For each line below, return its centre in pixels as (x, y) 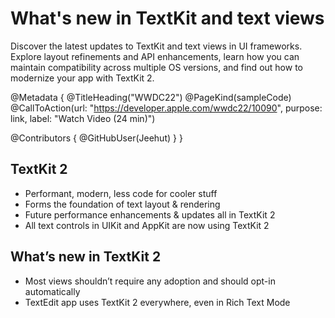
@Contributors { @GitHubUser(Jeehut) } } (96, 138)
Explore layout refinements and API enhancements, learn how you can (155, 56)
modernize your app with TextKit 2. (82, 78)
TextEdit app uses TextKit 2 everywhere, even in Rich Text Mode (157, 302)
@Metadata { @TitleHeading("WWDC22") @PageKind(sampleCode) (151, 97)
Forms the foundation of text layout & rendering (122, 204)
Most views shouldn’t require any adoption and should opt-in (150, 281)
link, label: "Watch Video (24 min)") (83, 118)
